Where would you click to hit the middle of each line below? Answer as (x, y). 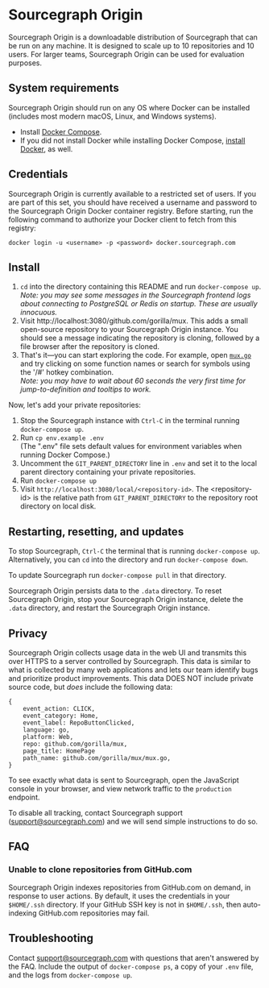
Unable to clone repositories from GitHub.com (100, 870)
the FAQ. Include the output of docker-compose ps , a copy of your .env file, (131, 966)
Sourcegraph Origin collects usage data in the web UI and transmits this (128, 653)
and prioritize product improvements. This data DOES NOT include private (131, 678)
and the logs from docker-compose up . (70, 975)
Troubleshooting (51, 938)
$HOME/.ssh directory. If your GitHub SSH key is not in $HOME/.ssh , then (125, 904)
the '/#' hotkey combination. (67, 372)
